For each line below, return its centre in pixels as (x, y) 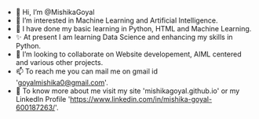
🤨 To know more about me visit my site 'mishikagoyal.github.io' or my (128, 91)
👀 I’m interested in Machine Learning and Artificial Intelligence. (117, 20)
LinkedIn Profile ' (43, 99)
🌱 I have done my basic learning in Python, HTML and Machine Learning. (133, 29)
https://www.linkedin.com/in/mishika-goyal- (141, 99)
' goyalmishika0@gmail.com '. (62, 83)
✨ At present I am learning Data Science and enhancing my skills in (124, 37)
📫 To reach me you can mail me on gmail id (87, 71)
